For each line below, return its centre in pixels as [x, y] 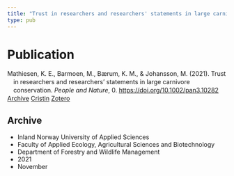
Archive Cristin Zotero [39, 99]
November [32, 166]
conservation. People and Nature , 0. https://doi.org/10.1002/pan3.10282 [116, 90]
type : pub [22, 20]
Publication [41, 55]
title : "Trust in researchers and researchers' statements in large [109, 14]
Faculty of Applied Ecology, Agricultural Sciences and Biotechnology [116, 144]
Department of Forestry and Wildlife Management [88, 152]
